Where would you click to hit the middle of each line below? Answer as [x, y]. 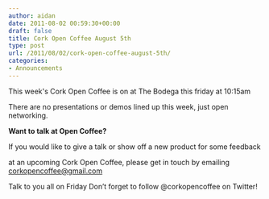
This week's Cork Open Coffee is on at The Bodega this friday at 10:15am [130, 91]
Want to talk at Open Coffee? [58, 131]
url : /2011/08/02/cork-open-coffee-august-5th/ [90, 53]
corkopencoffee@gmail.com [56, 171]
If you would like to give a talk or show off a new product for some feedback [135, 147]
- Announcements [35, 68]
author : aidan [32, 16]
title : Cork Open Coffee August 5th [70, 38]
